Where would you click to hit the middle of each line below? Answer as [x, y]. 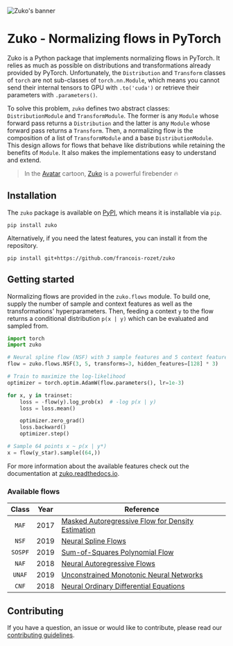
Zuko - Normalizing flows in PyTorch [114, 39]
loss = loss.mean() [48, 408]
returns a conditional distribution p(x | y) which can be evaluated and [108, 318]
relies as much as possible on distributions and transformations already [109, 65]
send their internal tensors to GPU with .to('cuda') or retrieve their [103, 88]
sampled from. [28, 326]
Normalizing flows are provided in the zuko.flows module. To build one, [109, 296]
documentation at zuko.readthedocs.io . [63, 473]
